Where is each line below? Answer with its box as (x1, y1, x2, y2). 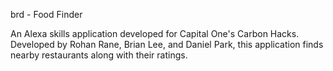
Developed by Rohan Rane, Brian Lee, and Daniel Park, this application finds (10, 39, 324, 50)
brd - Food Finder (10, 9, 83, 20)
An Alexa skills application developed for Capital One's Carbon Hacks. (10, 28, 300, 39)
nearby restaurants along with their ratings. (10, 49, 188, 61)
